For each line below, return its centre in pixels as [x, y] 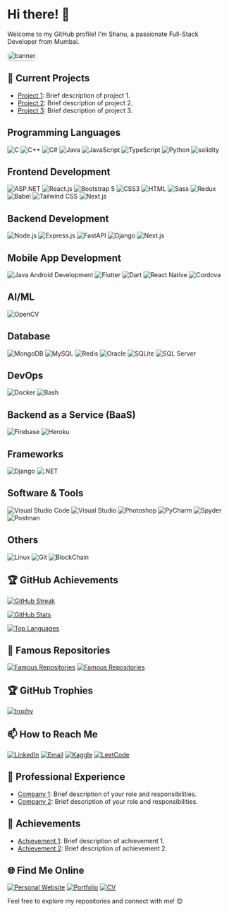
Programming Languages [64, 133]
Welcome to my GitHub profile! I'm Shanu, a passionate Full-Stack [103, 34]
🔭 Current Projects [49, 78]
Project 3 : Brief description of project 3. [75, 110]
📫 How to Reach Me [52, 734]
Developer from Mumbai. [43, 41]
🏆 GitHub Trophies [50, 690]
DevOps [25, 376]
